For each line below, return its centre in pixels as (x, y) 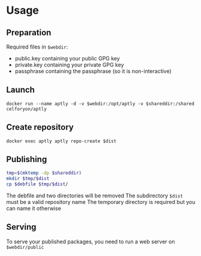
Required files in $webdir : (37, 47)
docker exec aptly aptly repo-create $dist (61, 141)
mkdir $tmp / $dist (28, 179)
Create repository (40, 127)
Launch (20, 90)
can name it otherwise (34, 208)
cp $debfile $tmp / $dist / (37, 184)
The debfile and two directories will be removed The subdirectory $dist (94, 196)
